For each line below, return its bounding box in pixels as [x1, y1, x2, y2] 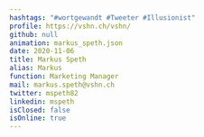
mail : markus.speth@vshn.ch [9, 80, 116, 89]
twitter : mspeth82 [9, 88, 79, 97]
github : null [9, 30, 59, 39]
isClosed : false [9, 105, 70, 114]
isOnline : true [9, 114, 67, 123]
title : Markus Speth [9, 55, 88, 64]
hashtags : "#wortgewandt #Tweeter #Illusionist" [9, 13, 196, 23]
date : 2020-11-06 [9, 47, 75, 56]
